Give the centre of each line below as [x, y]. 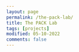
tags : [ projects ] [28, 28]
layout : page [22, 12]
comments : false [26, 39]
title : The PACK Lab [32, 23]
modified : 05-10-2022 [33, 34]
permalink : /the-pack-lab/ [40, 17]
